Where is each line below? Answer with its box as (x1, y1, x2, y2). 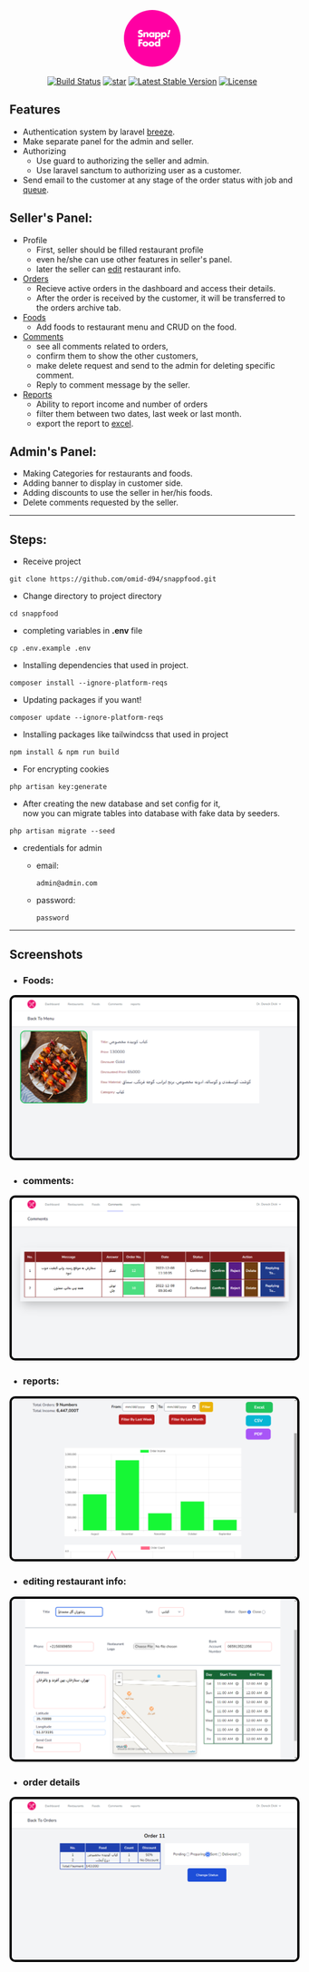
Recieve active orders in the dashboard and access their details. (35, 282, 276, 293)
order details (22, 1776, 81, 1789)
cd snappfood (9, 609, 59, 618)
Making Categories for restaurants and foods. (22, 468, 193, 479)
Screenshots (9, 946, 83, 962)
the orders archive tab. (35, 301, 121, 313)
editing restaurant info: (22, 1575, 127, 1588)
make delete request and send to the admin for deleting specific (35, 360, 275, 370)
